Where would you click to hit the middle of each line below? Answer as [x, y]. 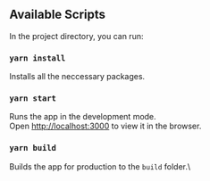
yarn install [38, 58]
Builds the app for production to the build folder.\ [100, 166]
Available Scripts [57, 15]
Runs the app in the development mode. [83, 117]
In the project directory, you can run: [76, 36]
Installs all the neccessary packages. [77, 77]
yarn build [33, 148]
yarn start [33, 99]
